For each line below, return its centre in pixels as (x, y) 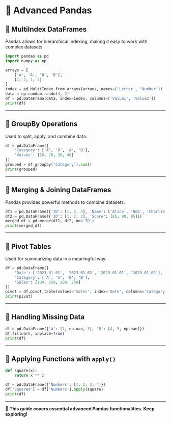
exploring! (17, 414)
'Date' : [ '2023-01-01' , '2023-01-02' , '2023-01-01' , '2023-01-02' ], (89, 273)
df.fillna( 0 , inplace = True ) (35, 333)
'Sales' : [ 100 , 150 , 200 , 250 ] (48, 282)
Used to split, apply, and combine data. (46, 136)
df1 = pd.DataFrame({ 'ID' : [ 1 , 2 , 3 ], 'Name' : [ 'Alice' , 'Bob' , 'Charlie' (86, 212)
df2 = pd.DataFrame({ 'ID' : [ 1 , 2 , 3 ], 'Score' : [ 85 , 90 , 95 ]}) (74, 216)
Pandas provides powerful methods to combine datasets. (65, 202)
